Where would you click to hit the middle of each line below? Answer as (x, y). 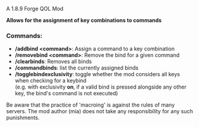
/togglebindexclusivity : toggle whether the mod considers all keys (97, 74)
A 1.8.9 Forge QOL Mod (35, 9)
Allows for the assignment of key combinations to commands (84, 20)
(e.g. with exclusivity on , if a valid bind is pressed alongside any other (101, 87)
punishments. (23, 118)
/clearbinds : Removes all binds (53, 62)
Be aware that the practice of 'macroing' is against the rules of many (91, 105)
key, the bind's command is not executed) (66, 93)
